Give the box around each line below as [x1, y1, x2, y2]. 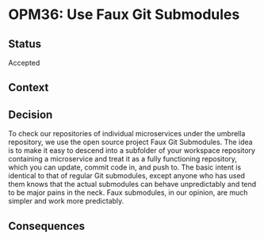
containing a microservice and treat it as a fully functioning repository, [8, 154, 238, 164]
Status [8, 37, 42, 51]
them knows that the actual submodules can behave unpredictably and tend [8, 180, 257, 189]
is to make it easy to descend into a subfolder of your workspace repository [8, 146, 256, 155]
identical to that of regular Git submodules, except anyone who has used [8, 171, 246, 181]
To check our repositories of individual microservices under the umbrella [8, 129, 246, 139]
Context [8, 81, 49, 94]
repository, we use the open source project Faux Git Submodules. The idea [8, 137, 253, 147]
